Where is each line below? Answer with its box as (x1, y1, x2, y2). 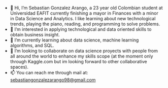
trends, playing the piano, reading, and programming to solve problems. (10, 21, 160, 27)
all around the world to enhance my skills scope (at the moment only (10, 53, 153, 59)
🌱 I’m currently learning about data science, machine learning (10, 37, 139, 43)
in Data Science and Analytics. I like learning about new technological (10, 16, 156, 21)
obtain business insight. (10, 32, 60, 37)
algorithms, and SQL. (10, 42, 54, 48)
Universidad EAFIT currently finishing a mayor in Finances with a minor (10, 10, 158, 16)
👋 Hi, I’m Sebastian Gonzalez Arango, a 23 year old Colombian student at (10, 5, 163, 11)
